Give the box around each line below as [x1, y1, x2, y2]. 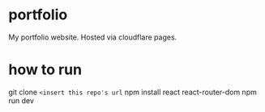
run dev [8, 95, 35, 106]
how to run [8, 60, 83, 79]
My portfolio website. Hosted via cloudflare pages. [8, 32, 177, 42]
